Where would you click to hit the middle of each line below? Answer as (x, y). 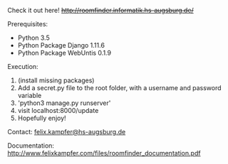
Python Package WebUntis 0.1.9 (64, 53)
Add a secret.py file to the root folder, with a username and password (120, 88)
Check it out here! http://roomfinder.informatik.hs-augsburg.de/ (100, 10)
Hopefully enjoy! (42, 118)
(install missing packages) (56, 80)
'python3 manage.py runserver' (64, 103)
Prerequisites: (28, 24)
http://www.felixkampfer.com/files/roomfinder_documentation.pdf (104, 153)
